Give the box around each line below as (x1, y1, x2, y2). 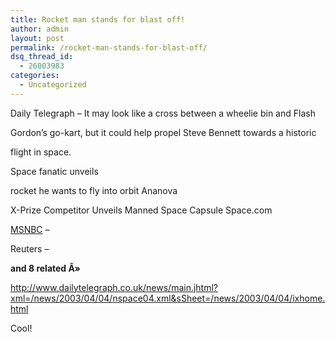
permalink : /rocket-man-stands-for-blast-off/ (10, 42, 208, 53)
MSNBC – (10, 223, 50, 235)
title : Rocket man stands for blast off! (10, 14, 186, 25)
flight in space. (10, 146, 72, 158)
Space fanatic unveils (10, 165, 99, 177)
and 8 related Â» (10, 262, 81, 274)
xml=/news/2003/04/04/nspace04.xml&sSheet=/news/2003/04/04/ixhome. (10, 292, 326, 304)
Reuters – (10, 242, 50, 255)
